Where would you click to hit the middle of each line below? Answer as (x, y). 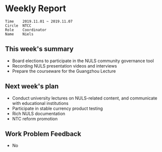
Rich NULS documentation (39, 113)
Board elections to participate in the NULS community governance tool (83, 61)
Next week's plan (32, 86)
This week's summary (39, 49)
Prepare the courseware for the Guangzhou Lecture (64, 71)
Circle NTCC (18, 25)
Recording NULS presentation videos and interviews (64, 66)
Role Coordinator (26, 30)
